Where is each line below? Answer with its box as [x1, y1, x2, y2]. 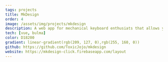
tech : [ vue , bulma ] [5, 30, 46, 35]
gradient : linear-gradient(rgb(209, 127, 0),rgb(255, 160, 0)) [5, 40, 140, 45]
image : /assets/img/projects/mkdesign [5, 21, 86, 26]
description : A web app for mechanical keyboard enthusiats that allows [5, 26, 160, 31]
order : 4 [5, 16, 23, 21]
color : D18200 [5, 35, 35, 40]
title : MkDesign [5, 12, 39, 17]
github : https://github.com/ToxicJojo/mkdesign [5, 44, 106, 49]
